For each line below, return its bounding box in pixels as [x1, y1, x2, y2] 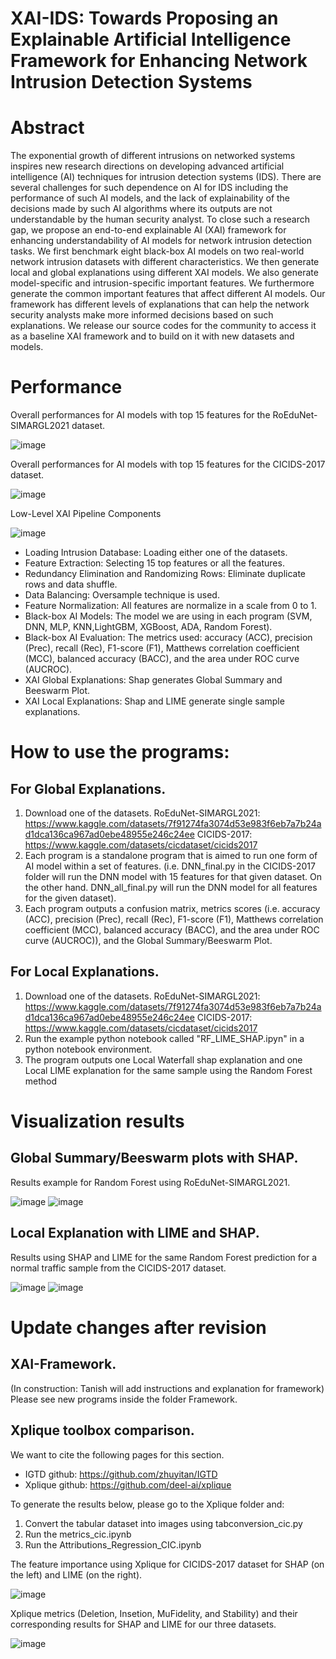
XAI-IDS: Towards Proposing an [10, 7, 279, 30]
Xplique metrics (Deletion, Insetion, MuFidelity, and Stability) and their [10, 1607, 298, 1619]
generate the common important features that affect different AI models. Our [10, 288, 326, 300]
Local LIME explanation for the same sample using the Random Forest [24, 1064, 313, 1076]
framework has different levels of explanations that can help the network [10, 298, 310, 311]
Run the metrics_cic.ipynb [24, 1528, 132, 1540]
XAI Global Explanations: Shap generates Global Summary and [24, 674, 283, 686]
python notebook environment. [24, 1043, 153, 1055]
